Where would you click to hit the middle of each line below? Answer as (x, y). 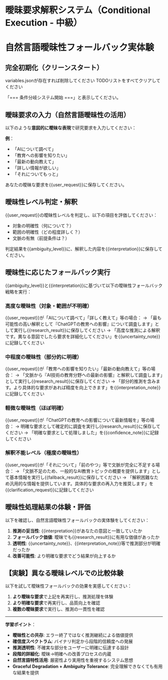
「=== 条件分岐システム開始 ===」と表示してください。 (63, 98)
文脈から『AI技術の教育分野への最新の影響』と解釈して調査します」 (94, 375)
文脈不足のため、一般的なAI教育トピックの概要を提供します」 (88, 471)
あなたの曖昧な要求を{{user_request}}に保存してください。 (66, 185)
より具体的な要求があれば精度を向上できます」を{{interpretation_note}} (87, 388)
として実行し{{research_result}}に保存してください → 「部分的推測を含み (80, 382)
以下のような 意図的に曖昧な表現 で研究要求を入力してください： (71, 128)
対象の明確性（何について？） (43, 225)
